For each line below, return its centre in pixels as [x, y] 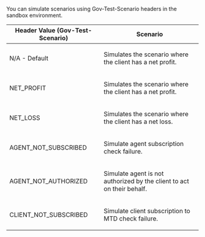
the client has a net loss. [138, 122]
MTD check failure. [131, 218]
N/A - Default [29, 58]
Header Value [35, 30]
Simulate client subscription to [147, 211]
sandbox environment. [34, 15]
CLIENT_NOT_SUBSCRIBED [49, 215]
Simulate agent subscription [144, 144]
